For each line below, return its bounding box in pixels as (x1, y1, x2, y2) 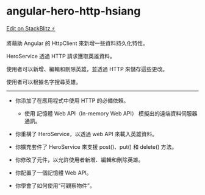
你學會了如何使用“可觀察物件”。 (15, 182, 96, 189)
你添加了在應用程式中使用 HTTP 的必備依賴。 (15, 97, 129, 104)
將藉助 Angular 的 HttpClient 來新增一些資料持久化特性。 (6, 39, 148, 47)
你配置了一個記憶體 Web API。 (15, 169, 92, 176)
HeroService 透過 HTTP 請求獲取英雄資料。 (6, 52, 116, 60)
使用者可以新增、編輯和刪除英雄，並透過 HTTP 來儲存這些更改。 (6, 65, 168, 72)
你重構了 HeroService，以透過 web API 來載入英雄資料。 (15, 130, 157, 137)
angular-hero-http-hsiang (6, 4, 141, 18)
